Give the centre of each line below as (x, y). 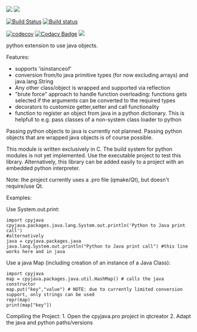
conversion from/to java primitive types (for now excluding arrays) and (101, 75)
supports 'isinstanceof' (43, 68)
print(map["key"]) (29, 305)
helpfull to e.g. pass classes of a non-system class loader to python (98, 119)
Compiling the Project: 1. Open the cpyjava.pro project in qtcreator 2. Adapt (98, 316)
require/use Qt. (25, 186)
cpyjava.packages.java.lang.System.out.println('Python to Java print (96, 226)
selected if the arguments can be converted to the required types (95, 100)
